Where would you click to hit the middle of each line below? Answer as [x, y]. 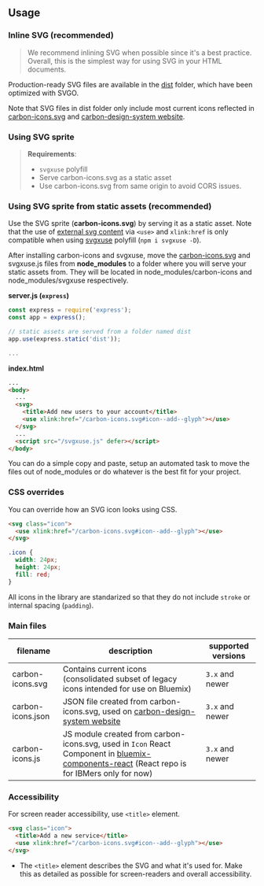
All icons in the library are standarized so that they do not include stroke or [129, 596]
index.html [26, 368]
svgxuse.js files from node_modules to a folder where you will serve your [127, 264]
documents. [47, 69]
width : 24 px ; [37, 560]
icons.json [31, 716]
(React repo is [161, 764]
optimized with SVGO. [44, 93]
